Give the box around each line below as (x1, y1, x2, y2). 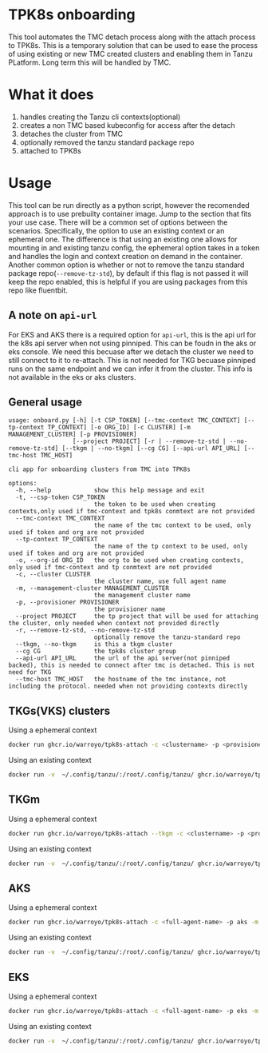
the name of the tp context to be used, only (93, 542, 248, 551)
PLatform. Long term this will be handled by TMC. (8, 58, 171, 67)
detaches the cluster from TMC (19, 129, 124, 138)
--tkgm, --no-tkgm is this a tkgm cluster (15, 640, 173, 648)
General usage (8, 396, 82, 409)
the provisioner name (93, 605, 166, 613)
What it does (8, 86, 94, 104)
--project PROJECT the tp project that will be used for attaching (15, 612, 259, 620)
